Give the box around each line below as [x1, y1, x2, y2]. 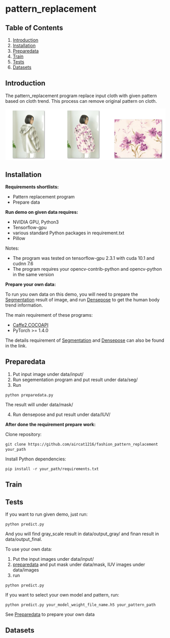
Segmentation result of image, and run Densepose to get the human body [5, 296, 160, 302]
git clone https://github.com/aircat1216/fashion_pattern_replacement [5, 442, 158, 447]
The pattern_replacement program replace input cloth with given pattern [5, 93, 157, 99]
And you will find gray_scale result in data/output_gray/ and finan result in [5, 531, 159, 537]
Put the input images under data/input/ [12, 556, 94, 562]
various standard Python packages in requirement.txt [12, 230, 125, 236]
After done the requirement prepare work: [5, 421, 96, 427]
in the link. [5, 342, 27, 348]
